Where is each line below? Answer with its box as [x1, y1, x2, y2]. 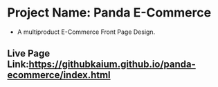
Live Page [7, 48, 51, 59]
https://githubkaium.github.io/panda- [28, 59, 196, 70]
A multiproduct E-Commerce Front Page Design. [17, 28, 156, 36]
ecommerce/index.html [7, 69, 111, 81]
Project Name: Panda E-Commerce [7, 5, 212, 21]
